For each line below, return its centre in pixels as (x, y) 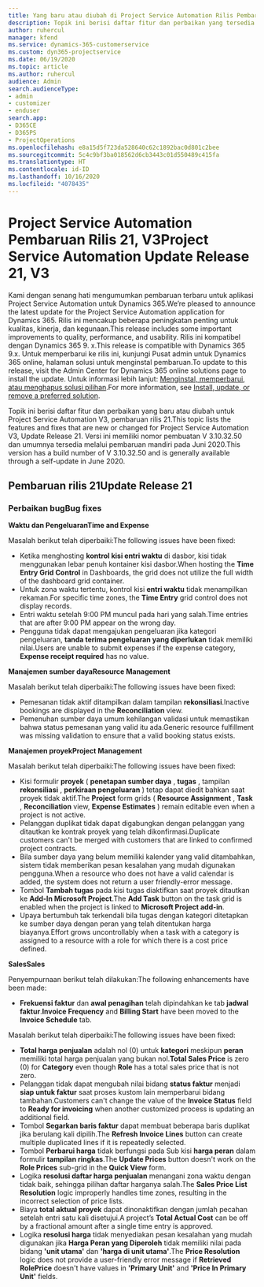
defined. (33, 949)
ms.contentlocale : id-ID (49, 169)
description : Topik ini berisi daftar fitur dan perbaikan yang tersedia (132, 23)
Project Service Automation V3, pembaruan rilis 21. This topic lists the (120, 419)
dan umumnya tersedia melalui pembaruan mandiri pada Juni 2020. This (125, 444)
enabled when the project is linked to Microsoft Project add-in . (122, 907)
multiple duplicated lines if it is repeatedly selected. (103, 1143)
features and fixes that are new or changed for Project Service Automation (128, 427)
